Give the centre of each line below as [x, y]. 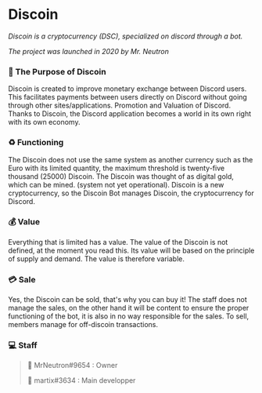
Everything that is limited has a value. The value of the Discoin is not [118, 242]
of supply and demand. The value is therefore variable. [97, 258]
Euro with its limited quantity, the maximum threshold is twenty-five [117, 168]
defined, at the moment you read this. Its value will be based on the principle [131, 250]
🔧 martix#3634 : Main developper [81, 380]
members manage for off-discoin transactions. [83, 325]
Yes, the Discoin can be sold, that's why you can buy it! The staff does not [128, 300]
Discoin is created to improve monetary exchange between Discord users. [127, 89]
